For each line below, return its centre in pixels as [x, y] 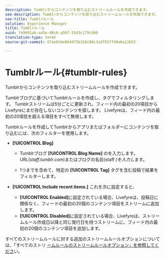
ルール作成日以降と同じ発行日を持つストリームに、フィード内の [89, 222]
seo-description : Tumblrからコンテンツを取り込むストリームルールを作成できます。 [82, 14]
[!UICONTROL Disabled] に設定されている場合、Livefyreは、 [81, 216]
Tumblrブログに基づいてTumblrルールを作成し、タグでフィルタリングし [78, 98]
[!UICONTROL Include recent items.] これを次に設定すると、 [75, 187]
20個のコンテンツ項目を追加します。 [65, 228]
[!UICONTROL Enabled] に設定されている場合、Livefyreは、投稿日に [89, 197]
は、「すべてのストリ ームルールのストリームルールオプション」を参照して [80, 245]
